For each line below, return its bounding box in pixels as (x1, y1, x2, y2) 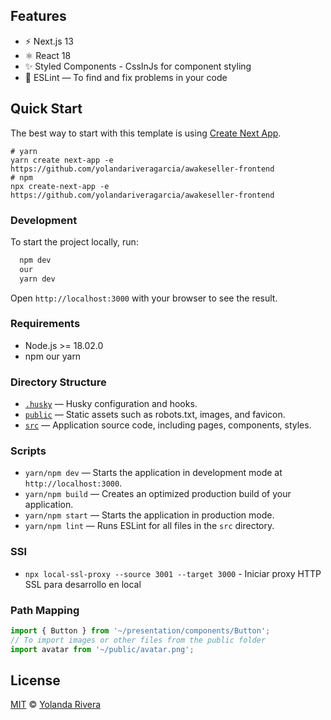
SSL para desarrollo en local (24, 578, 142, 590)
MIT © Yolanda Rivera (10, 699, 102, 711)
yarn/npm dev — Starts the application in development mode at (24, 467, 283, 479)
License (10, 672, 61, 689)
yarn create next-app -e (10, 155, 114, 165)
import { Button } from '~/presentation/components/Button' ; (10, 626, 271, 636)
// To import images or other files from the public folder (10, 635, 267, 645)
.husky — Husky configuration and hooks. (24, 398, 198, 410)
